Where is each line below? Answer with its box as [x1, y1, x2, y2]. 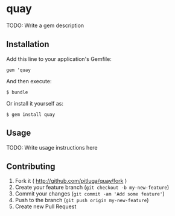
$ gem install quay [6, 111, 56, 118]
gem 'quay [6, 67, 31, 73]
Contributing [6, 161, 56, 171]
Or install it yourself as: [6, 100, 63, 107]
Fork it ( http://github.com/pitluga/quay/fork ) [14, 177, 127, 185]
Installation [6, 39, 49, 49]
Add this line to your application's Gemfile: [6, 55, 112, 62]
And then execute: [6, 77, 52, 84]
